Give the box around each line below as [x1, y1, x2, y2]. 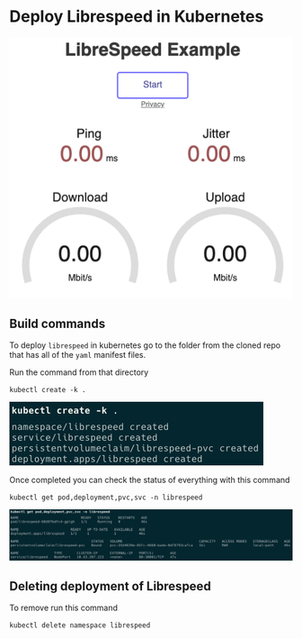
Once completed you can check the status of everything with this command [9, 475, 290, 486]
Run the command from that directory [9, 367, 149, 378]
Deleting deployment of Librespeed [9, 579, 211, 594]
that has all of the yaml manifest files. [9, 350, 147, 361]
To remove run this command [9, 602, 119, 613]
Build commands [9, 315, 106, 331]
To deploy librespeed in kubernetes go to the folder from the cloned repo [9, 340, 281, 351]
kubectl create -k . [9, 386, 87, 395]
